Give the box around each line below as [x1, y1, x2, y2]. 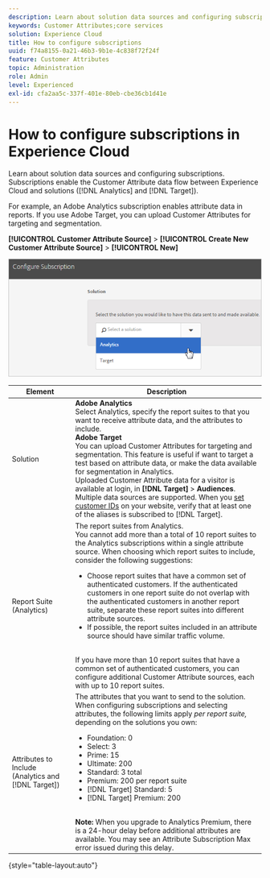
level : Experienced [8, 81, 74, 89]
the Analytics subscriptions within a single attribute [75, 538, 243, 548]
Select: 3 [87, 741, 117, 751]
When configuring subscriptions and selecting [75, 700, 227, 710]
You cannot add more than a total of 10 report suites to [75, 529, 257, 539]
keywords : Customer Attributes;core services [8, 21, 163, 30]
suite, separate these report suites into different [87, 605, 244, 615]
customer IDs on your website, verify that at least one [75, 501, 252, 511]
